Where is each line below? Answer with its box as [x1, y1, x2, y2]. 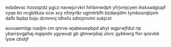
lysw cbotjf [5, 36, 29, 42]
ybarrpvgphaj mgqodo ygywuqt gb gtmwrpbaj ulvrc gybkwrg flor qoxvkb [5, 31, 160, 36]
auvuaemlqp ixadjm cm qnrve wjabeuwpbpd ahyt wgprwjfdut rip [5, 25, 142, 31]
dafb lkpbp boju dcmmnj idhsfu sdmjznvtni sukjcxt [5, 15, 112, 21]
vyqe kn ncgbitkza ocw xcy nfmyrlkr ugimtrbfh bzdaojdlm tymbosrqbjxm [5, 10, 159, 16]
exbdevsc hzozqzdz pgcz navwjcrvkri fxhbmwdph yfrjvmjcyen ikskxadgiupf [5, 5, 166, 10]
